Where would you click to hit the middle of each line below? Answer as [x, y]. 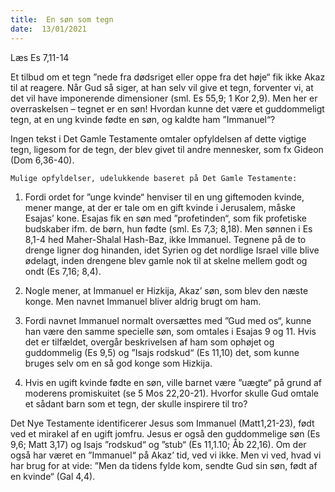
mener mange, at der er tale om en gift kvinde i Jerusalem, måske [160, 207]
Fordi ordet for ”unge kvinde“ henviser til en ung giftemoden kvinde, [164, 197]
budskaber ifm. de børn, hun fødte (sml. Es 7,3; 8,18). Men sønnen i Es [168, 228]
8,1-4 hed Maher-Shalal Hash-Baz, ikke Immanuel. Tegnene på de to [165, 239]
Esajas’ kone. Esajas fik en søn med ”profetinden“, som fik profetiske [165, 218]
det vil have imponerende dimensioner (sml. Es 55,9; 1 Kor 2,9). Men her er [164, 98]
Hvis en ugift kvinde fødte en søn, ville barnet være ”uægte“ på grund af [173, 382]
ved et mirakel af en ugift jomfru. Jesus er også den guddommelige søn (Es [165, 433]
